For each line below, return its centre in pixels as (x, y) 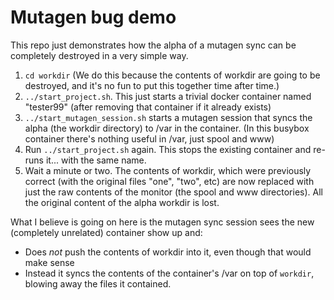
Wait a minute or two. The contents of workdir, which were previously (168, 170)
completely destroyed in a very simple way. (99, 55)
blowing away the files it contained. (98, 283)
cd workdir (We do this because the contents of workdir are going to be (172, 75)
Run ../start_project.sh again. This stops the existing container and (168, 149)
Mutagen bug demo (93, 17)
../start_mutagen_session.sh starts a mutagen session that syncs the (168, 117)
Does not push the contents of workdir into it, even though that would (168, 252)
